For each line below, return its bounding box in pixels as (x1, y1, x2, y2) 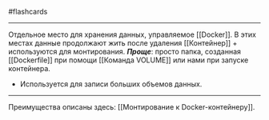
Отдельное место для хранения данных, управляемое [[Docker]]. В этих (8, 30, 257, 39)
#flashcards (8, 7, 48, 16)
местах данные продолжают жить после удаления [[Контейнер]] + (8, 38, 238, 47)
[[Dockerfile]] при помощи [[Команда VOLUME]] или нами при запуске (8, 55, 249, 65)
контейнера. (8, 64, 50, 73)
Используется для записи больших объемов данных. (19, 79, 203, 89)
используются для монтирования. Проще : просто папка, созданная (8, 47, 242, 56)
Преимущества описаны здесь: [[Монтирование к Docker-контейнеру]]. (8, 102, 255, 111)
